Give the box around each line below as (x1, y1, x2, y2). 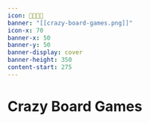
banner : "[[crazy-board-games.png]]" (7, 19, 133, 27)
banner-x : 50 (7, 33, 51, 42)
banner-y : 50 (7, 41, 51, 49)
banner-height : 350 (7, 56, 73, 64)
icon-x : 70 (7, 26, 44, 34)
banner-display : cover (7, 48, 83, 56)
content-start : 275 (7, 63, 73, 71)
